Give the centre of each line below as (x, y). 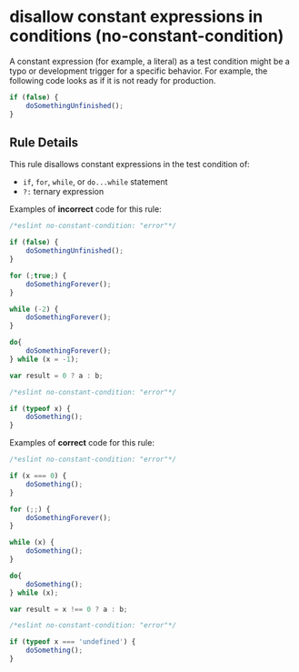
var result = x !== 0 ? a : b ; (69, 609)
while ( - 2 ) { (34, 309)
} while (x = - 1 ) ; (44, 359)
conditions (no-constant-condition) (147, 36)
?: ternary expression (63, 192)
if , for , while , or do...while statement (95, 182)
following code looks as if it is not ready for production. (113, 80)
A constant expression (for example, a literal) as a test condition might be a (150, 61)
